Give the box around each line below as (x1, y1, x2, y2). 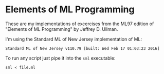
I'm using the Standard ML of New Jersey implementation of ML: (5, 36, 142, 42)
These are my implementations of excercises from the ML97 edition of (5, 21, 154, 27)
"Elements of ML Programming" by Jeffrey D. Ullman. (5, 26, 118, 32)
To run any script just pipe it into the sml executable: (5, 55, 116, 61)
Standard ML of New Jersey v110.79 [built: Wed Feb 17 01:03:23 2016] (5, 46, 160, 51)
